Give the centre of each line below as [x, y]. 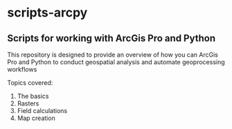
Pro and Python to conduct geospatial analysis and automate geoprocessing [116, 62]
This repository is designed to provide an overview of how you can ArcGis [113, 54]
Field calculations [42, 111]
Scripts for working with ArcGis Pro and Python [111, 38]
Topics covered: [30, 83]
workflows [22, 69]
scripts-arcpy [47, 13]
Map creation [36, 118]
